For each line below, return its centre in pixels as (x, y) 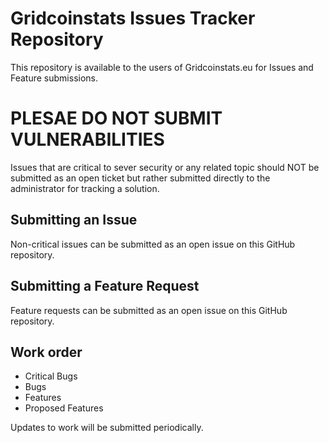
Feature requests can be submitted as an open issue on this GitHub (149, 310)
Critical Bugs (51, 376)
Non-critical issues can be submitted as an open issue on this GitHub (153, 244)
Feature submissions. (54, 78)
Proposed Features (64, 408)
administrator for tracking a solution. (85, 188)
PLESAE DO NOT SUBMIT (116, 118)
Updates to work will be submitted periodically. (107, 428)
